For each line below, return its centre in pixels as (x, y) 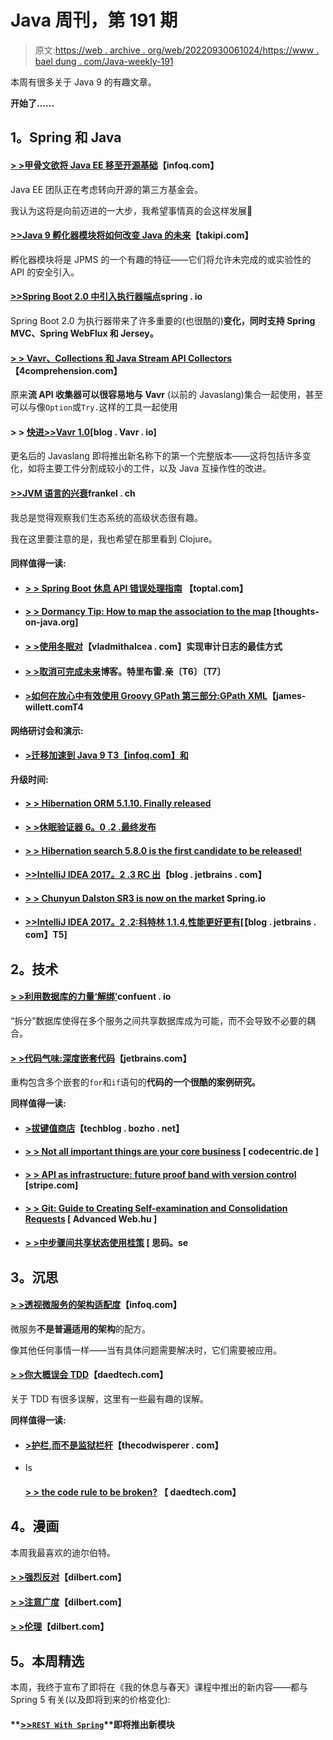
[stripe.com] (51, 1185)
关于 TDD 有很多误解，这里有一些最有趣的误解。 (110, 1399)
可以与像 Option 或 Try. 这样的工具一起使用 (94, 407)
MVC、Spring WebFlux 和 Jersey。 (84, 333)
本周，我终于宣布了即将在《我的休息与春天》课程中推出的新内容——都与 (159, 1687)
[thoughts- (296, 612)
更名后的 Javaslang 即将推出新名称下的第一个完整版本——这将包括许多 (156, 456)
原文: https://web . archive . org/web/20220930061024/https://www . (177, 50)
